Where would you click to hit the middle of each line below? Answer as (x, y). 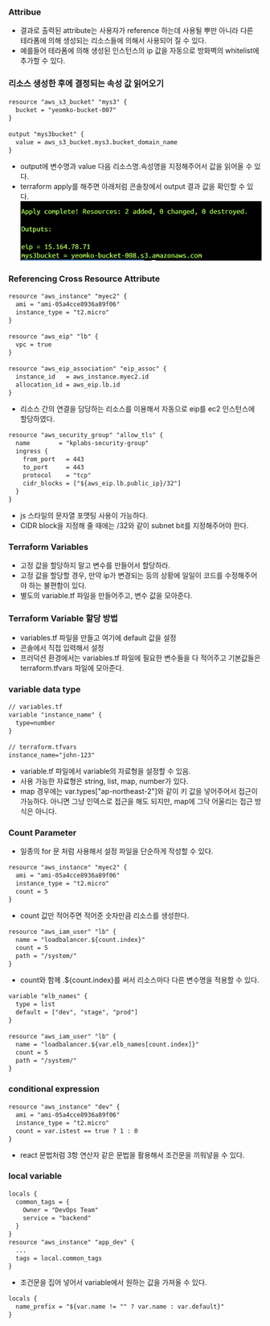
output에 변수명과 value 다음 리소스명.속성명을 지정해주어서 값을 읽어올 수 (136, 166)
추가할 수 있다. (43, 61)
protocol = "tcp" (57, 476)
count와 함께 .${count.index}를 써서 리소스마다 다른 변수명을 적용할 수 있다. (139, 980)
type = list (36, 1005)
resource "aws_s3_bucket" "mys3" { (68, 102)
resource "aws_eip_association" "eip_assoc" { (88, 369)
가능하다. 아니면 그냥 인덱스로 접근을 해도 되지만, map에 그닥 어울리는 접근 (136, 801)
